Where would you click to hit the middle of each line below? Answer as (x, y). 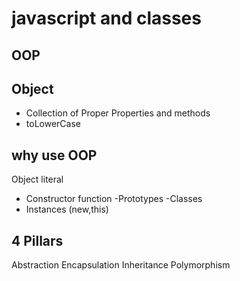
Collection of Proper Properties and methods (118, 113)
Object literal (37, 179)
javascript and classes (106, 18)
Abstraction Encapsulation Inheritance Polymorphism (121, 265)
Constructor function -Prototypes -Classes (114, 199)
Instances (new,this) (67, 209)
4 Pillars (37, 240)
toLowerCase (53, 124)
